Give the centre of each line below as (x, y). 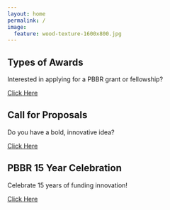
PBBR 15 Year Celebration (65, 168)
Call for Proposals (47, 115)
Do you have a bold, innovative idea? (61, 132)
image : (17, 27)
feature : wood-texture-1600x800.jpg (68, 34)
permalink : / (27, 21)
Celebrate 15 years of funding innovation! (67, 185)
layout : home (27, 14)
